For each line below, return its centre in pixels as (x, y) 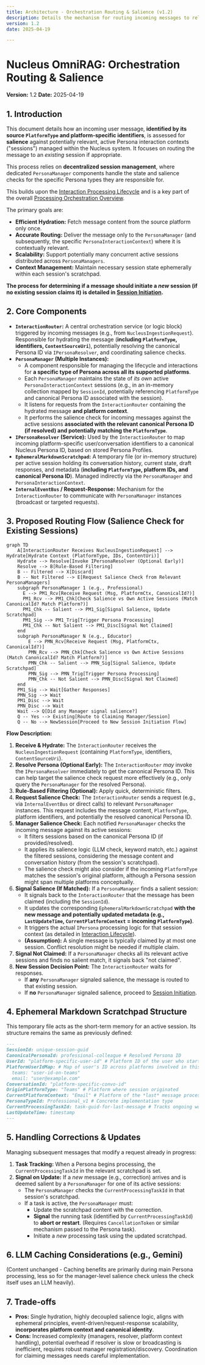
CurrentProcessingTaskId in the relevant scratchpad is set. (88, 1170)
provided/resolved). (49, 842)
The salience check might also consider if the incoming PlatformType (111, 869)
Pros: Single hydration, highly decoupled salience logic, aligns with (99, 1317)
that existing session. (51, 986)
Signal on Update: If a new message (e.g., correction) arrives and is (101, 1177)
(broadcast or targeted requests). (57, 502)
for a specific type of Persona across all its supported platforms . (107, 372)
